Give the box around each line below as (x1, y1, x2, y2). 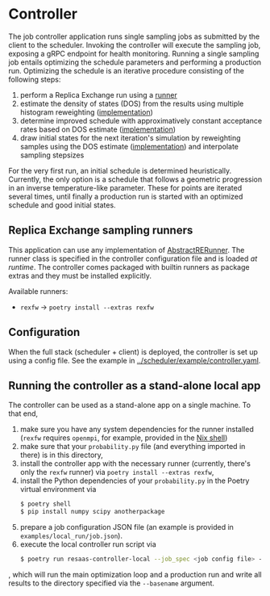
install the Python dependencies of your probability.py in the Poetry (19, 476, 250, 485)
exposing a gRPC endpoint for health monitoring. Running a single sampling (8, 48, 260, 58)
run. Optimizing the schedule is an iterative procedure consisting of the (8, 65, 244, 75)
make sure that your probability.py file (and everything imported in (19, 442, 246, 451)
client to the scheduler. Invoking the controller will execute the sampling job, (8, 40, 261, 49)
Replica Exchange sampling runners (8, 224, 193, 237)
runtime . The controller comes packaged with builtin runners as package (8, 262, 250, 271)
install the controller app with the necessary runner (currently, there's (19, 459, 251, 468)
